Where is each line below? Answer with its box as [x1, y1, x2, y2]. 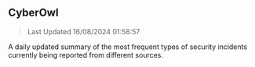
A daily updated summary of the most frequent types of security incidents [8, 42, 248, 51]
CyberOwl [8, 6, 59, 19]
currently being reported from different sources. [8, 50, 163, 59]
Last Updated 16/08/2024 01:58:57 [27, 26, 140, 36]
